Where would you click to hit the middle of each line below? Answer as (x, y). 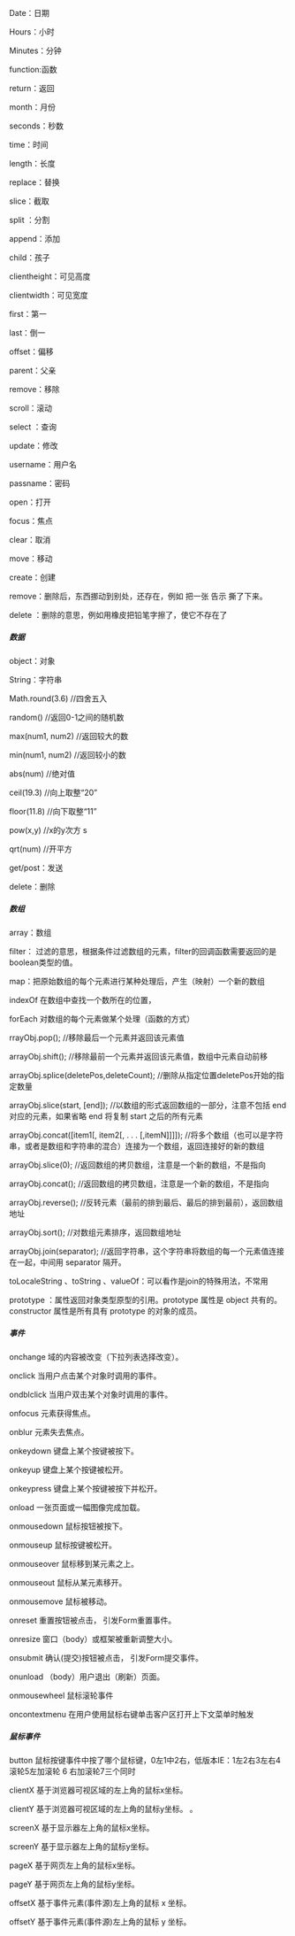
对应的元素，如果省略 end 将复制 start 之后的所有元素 (106, 1116)
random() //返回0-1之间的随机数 (67, 717)
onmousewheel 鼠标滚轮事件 (61, 1695)
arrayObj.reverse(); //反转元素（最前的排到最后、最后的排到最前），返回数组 (146, 1202)
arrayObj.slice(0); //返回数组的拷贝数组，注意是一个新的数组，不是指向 (138, 1165)
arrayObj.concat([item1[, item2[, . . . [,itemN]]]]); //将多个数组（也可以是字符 (147, 1135)
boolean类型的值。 (43, 962)
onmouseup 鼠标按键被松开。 (63, 1545)
